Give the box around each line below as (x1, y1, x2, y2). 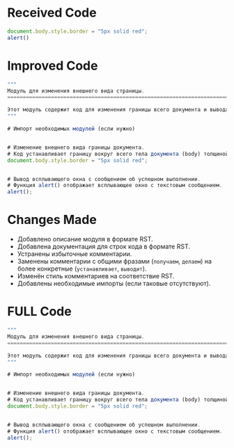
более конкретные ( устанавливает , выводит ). (17, 264, 147, 273)
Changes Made (7, 212, 97, 227)
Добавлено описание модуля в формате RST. (17, 235, 153, 243)
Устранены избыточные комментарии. (17, 250, 132, 258)
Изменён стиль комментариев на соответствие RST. (17, 272, 175, 280)
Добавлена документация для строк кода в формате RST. (17, 242, 190, 251)
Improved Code (7, 58, 98, 74)
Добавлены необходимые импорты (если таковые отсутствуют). (17, 280, 211, 288)
